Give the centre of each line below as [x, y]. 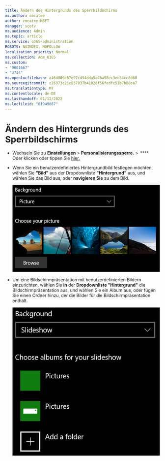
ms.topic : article [24, 36]
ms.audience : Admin [25, 31]
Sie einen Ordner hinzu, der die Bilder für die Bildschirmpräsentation [81, 295]
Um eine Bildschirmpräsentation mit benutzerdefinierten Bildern [77, 280]
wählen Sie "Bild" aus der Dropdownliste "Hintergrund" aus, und [79, 173]
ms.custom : [16, 62]
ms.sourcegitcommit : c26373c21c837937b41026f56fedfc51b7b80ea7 [71, 83]
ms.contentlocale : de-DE [30, 94]
